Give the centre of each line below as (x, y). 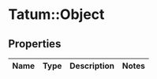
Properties (35, 44)
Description (92, 66)
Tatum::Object (56, 15)
